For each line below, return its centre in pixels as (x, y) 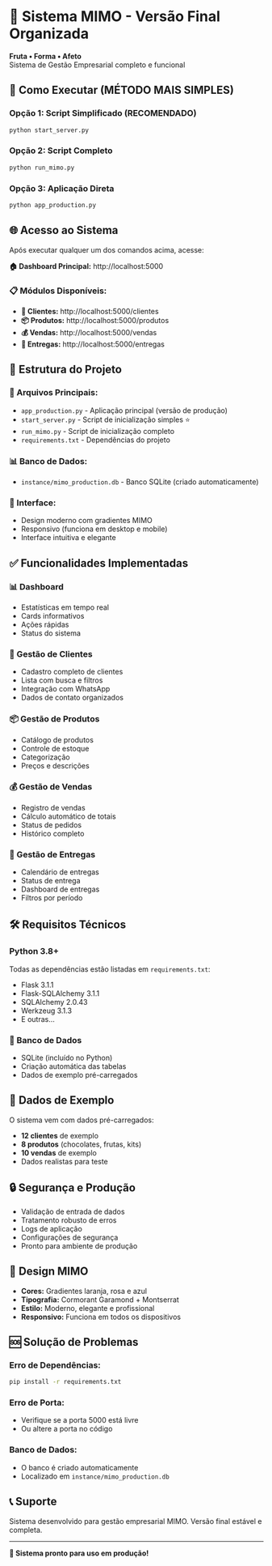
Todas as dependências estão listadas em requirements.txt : (110, 969)
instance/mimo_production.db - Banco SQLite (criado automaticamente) (140, 482)
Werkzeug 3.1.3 (46, 1011)
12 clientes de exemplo (60, 1135)
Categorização (46, 757)
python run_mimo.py (42, 168)
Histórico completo (52, 833)
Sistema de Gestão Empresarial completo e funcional (97, 65)
